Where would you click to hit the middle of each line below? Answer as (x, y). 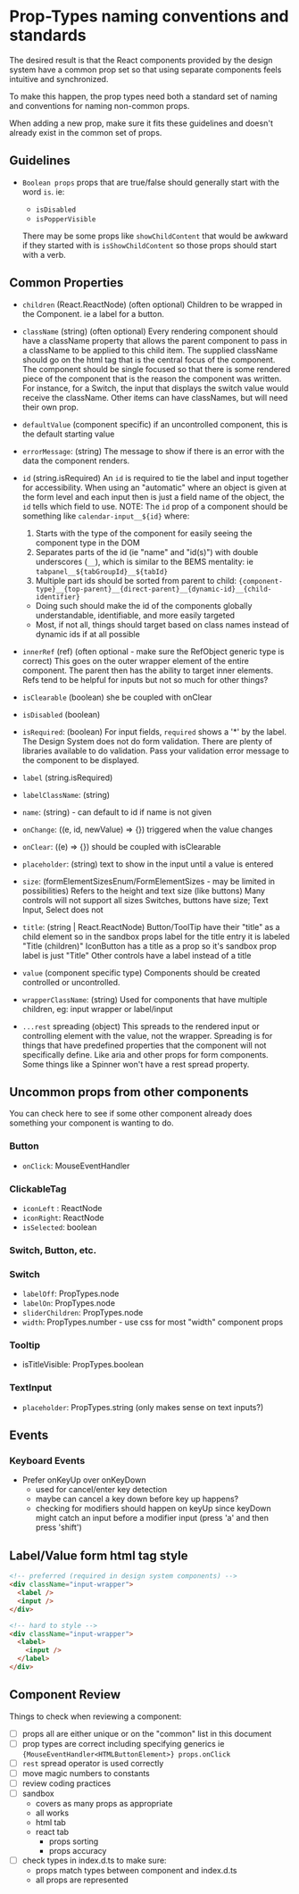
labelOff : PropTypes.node (71, 1294)
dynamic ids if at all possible (87, 634)
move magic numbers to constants (86, 1773)
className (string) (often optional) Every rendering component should (150, 331)
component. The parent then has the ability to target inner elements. (148, 670)
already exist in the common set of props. (86, 132)
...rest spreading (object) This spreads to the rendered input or (141, 1026)
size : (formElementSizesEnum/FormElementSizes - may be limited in (148, 881)
